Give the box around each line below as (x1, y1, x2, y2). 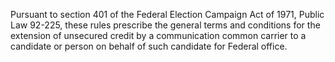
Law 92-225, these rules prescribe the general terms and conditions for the (10, 19, 321, 31)
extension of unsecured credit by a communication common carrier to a (10, 30, 307, 41)
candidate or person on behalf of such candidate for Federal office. (10, 40, 288, 52)
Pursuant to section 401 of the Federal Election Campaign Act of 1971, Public (10, 9, 325, 20)
